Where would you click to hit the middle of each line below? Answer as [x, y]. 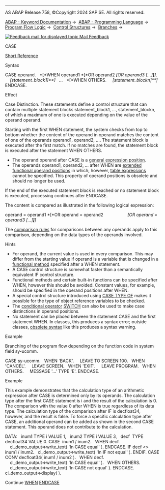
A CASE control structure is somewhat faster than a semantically [78, 269]
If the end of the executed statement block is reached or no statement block [82, 190]
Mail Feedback [94, 37]
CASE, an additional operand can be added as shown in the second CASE [79, 422]
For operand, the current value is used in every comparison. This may [82, 254]
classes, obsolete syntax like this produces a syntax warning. [74, 327]
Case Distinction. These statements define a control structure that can [76, 104]
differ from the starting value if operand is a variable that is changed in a [85, 259]
